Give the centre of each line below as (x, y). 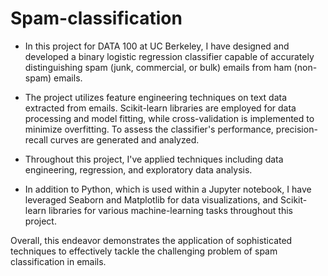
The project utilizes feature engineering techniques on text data (156, 97)
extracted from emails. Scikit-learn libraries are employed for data (160, 108)
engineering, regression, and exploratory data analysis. (138, 169)
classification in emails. (58, 261)
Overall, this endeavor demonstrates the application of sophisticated (151, 240)
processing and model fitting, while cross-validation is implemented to (169, 118)
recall (36, 139)
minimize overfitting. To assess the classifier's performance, (149, 129)
